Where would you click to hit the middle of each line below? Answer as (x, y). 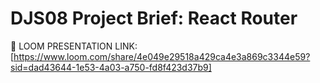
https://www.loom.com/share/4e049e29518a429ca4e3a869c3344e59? (162, 56)
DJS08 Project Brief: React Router (154, 18)
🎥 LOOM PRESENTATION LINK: (74, 46)
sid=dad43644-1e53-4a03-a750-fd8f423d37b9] (111, 67)
